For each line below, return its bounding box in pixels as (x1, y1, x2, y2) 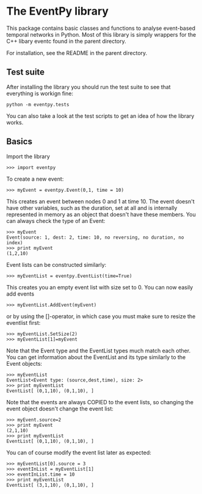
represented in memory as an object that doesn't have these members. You (6, 211, 197, 218)
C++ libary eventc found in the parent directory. (6, 37, 126, 45)
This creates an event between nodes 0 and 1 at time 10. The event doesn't (6, 197, 195, 205)
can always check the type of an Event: (6, 217, 106, 224)
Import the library (6, 153, 50, 160)
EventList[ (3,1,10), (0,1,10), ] (6, 482, 95, 488)
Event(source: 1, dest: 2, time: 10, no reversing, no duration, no (6, 234, 184, 241)
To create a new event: (6, 175, 64, 183)
